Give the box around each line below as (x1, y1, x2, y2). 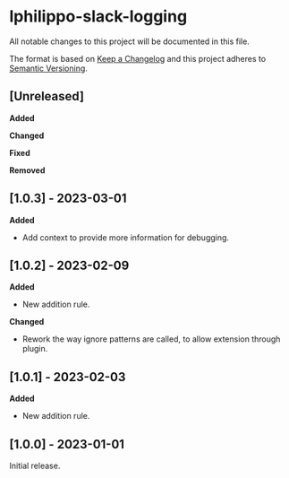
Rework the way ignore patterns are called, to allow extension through (21, 334, 281, 344)
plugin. (21, 343, 48, 354)
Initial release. (9, 460, 61, 471)
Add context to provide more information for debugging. (21, 231, 230, 243)
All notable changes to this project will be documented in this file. (9, 36, 251, 47)
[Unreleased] (9, 89, 85, 104)
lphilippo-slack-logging (9, 6, 188, 27)
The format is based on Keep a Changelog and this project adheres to (9, 53, 267, 64)
